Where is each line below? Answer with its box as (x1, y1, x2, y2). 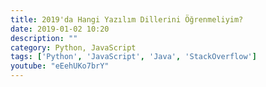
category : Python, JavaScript (10, 42, 137, 53)
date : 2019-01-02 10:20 (10, 24, 110, 34)
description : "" (10, 33, 78, 43)
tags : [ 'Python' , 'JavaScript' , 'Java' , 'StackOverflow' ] (10, 52, 257, 62)
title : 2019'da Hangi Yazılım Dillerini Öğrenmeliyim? (10, 14, 244, 25)
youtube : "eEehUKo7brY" (10, 61, 110, 71)
